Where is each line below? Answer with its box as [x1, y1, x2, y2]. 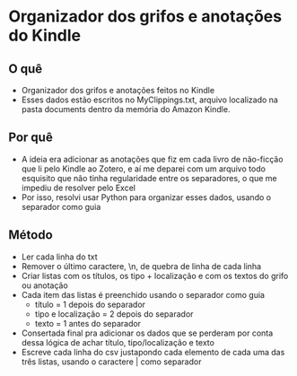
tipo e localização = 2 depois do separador [34, 308, 194, 319]
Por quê [8, 130, 53, 145]
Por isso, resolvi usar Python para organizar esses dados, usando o [21, 191, 271, 203]
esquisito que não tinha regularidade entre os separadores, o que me [21, 172, 277, 183]
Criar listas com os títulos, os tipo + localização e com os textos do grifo [21, 270, 289, 281]
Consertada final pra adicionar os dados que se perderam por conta [21, 328, 274, 338]
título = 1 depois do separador [34, 299, 145, 310]
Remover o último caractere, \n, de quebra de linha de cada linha [21, 260, 262, 271]
